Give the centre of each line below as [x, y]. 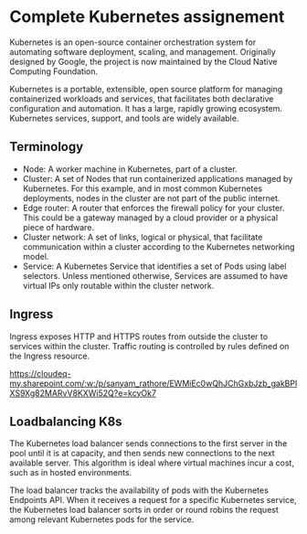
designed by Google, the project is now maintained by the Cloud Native [143, 61]
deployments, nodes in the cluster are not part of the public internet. [151, 198]
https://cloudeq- [40, 373]
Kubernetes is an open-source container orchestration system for [133, 42]
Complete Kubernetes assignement [147, 17]
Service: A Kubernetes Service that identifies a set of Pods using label [154, 266]
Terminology [47, 147]
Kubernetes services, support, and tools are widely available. [124, 118]
